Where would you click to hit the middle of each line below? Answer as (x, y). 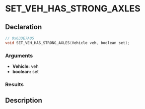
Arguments (19, 55)
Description (24, 100)
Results (14, 84)
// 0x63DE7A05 (20, 38)
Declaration (24, 27)
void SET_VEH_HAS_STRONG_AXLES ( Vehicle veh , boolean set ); (68, 43)
